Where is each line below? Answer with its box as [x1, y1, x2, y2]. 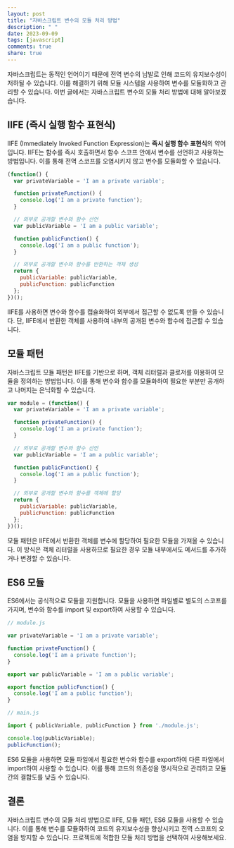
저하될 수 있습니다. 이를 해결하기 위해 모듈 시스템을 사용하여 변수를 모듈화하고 [7, 78, 219, 87]
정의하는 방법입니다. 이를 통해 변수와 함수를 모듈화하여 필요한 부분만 [20, 377, 206, 385]
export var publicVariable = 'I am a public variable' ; [7, 671, 174, 678]
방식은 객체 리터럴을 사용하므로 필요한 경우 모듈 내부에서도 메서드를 [23, 545, 208, 554]
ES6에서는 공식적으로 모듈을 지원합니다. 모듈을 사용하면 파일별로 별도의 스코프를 [7, 597, 227, 605]
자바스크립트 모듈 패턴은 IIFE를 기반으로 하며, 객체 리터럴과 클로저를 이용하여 [7, 368, 216, 376]
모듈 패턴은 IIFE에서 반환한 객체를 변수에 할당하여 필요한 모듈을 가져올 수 [7, 536, 205, 545]
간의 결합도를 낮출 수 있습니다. [7, 773, 90, 781]
